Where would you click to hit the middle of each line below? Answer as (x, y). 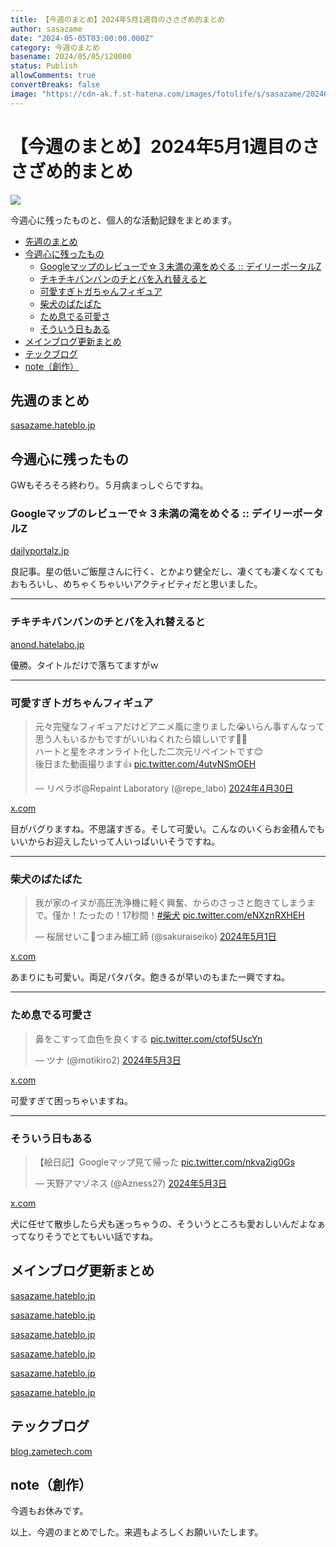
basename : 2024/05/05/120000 (71, 57)
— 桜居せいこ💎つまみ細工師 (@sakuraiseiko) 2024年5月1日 (155, 937)
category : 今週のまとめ (55, 47)
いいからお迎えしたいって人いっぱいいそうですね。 (115, 842)
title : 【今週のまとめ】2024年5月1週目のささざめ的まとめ (117, 19)
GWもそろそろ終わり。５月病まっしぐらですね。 (109, 485)
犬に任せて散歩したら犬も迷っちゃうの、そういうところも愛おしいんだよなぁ (168, 1223)
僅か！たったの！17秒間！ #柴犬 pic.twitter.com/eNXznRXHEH (178, 915)
